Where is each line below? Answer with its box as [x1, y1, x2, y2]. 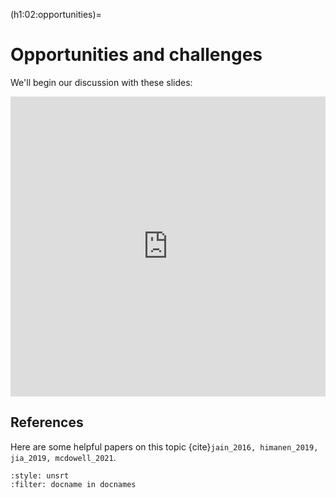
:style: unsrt [10, 470, 70, 481]
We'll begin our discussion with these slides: [10, 76, 193, 88]
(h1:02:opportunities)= [10, 9, 102, 20]
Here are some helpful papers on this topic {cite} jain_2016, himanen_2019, [10, 440, 319, 453]
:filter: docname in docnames [10, 479, 137, 489]
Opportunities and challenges [10, 44, 263, 66]
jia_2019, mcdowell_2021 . [10, 451, 117, 463]
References [10, 414, 84, 431]
